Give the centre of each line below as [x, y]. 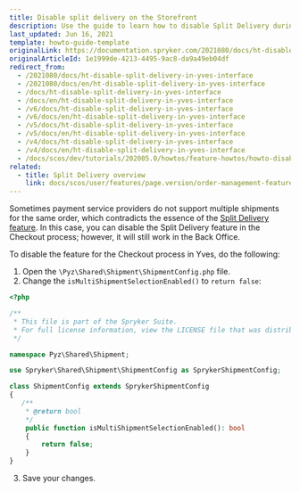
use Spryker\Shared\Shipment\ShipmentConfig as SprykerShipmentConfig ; [145, 371]
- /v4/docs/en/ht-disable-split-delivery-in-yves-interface [131, 150]
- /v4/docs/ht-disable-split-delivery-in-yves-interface [125, 142]
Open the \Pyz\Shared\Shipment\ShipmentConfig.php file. [126, 272]
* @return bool [54, 411]
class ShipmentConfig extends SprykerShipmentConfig [109, 387]
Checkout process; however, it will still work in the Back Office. [125, 237]
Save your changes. [59, 478]
